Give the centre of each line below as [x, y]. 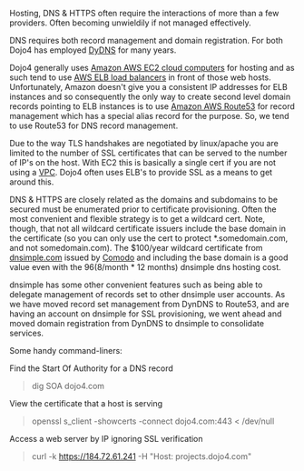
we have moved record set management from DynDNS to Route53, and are [149, 304]
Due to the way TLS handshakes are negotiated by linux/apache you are [144, 143]
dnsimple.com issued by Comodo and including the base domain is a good [149, 257]
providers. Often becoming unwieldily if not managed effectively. [130, 23]
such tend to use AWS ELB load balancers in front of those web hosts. [141, 77]
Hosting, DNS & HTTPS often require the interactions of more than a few [144, 13]
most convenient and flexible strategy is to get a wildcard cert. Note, [137, 219]
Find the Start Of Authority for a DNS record [92, 368]
